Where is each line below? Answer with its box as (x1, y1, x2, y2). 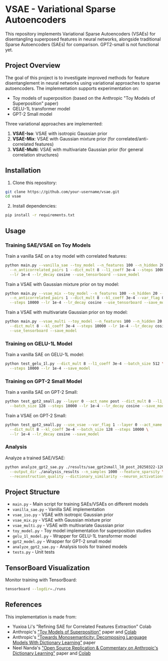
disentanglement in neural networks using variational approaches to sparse (5, 80, 160, 86)
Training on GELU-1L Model (5, 340, 72, 347)
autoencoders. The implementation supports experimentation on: (5, 85, 139, 91)
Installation (5, 167, 41, 175)
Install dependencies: (12, 203, 57, 209)
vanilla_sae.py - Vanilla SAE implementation (12, 507, 105, 513)
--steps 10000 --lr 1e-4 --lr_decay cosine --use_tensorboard (9, 300, 142, 305)
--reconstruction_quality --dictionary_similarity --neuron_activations (9, 474, 164, 479)
